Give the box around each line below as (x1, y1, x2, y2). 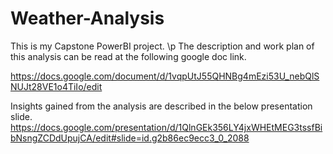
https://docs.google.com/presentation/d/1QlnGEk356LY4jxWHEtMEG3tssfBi (10, 121, 323, 133)
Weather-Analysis (10, 7, 165, 30)
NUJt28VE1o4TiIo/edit (10, 80, 103, 92)
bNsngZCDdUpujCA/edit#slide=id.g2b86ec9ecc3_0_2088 (10, 132, 250, 144)
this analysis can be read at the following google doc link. (10, 50, 247, 62)
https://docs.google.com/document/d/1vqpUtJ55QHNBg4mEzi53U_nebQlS (10, 70, 320, 82)
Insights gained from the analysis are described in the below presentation (10, 100, 313, 112)
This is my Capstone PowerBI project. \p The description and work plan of (10, 40, 315, 52)
